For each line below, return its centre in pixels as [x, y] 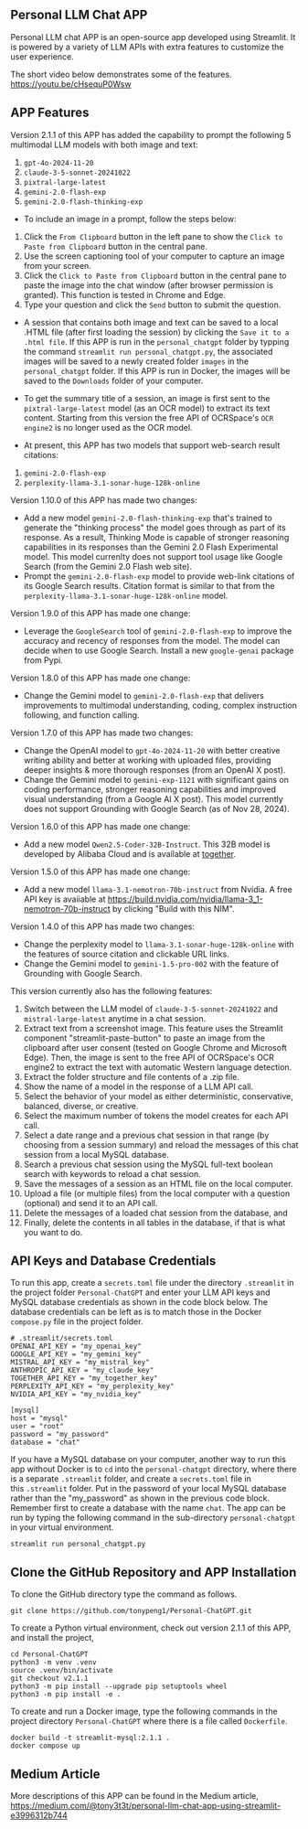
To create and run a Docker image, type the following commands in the [144, 1711]
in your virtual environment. [62, 1527]
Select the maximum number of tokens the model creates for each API [156, 1116]
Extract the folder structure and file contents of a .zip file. [132, 1076]
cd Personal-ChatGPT [50, 1654]
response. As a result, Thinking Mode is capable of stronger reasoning [156, 537]
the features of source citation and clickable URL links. [126, 954]
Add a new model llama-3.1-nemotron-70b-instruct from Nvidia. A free [158, 889]
